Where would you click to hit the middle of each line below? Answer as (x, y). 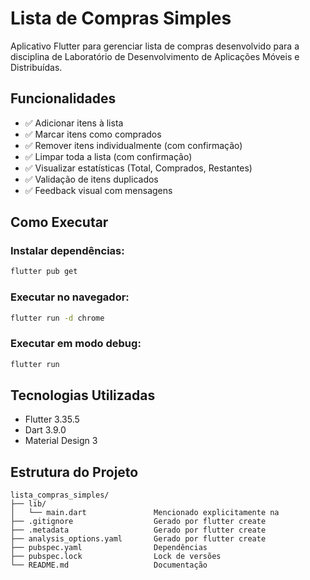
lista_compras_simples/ (60, 495)
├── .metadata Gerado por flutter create (138, 530)
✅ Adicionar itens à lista (74, 123)
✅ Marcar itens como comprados (93, 134)
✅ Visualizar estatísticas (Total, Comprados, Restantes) (138, 168)
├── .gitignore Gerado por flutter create (138, 522)
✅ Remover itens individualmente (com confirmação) (133, 145)
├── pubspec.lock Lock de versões (116, 557)
